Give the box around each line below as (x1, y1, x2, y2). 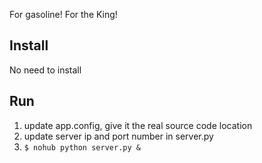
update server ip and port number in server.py (23, 130, 214, 142)
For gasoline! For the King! (9, 9, 118, 20)
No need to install (9, 64, 82, 76)
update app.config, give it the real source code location (23, 119, 253, 131)
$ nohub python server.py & (23, 142, 141, 153)
